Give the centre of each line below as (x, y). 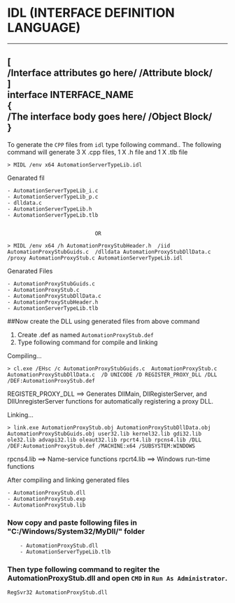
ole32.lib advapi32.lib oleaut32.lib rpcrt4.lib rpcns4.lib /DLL (104, 440)
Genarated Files (30, 271)
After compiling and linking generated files (68, 480)
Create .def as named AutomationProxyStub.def (85, 334)
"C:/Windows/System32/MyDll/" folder (76, 531)
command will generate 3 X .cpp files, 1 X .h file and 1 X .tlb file (98, 152)
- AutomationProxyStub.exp (47, 499)
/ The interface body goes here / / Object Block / (110, 117)
